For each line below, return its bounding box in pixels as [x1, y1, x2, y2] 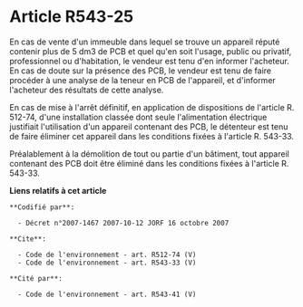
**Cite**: [9, 234, 47, 244]
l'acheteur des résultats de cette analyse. [9, 84, 164, 95]
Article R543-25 [9, 6, 134, 27]
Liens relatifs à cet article [9, 185, 107, 196]
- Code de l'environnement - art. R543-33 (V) [17, 258, 197, 267]
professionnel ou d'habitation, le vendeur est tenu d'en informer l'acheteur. [9, 55, 290, 66]
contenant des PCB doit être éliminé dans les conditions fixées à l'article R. [9, 158, 289, 168]
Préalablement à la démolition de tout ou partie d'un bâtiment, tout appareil [9, 148, 290, 159]
